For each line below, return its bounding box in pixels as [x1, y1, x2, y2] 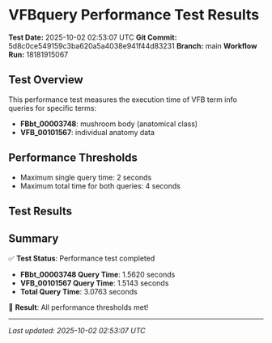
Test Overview [8, 73, 83, 87]
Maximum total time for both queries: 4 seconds [19, 180, 181, 191]
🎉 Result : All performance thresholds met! [8, 302, 149, 312]
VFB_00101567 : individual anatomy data [19, 127, 155, 137]
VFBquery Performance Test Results [8, 6, 260, 24]
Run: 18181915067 [8, 49, 69, 59]
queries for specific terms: [8, 103, 97, 112]
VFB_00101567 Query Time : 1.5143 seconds [19, 277, 169, 288]
